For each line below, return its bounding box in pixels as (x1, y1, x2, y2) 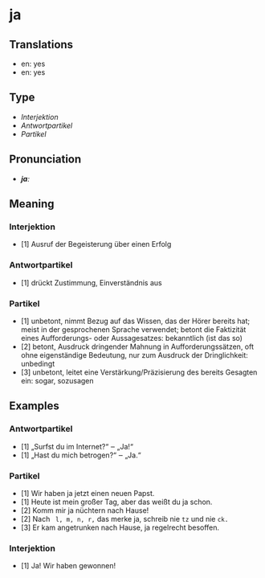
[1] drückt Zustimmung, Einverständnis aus (20, 277, 163, 287)
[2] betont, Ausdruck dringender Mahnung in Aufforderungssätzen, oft (20, 342, 255, 351)
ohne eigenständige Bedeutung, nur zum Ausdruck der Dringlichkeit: (20, 350, 248, 359)
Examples (9, 400, 59, 413)
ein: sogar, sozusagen (20, 375, 95, 385)
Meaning (9, 197, 55, 211)
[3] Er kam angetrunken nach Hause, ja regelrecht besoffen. (20, 523, 220, 532)
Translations (9, 38, 74, 51)
